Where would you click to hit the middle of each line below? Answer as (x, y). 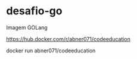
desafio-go (34, 11)
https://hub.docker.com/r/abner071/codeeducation (68, 39)
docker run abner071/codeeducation (51, 50)
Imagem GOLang (27, 27)
